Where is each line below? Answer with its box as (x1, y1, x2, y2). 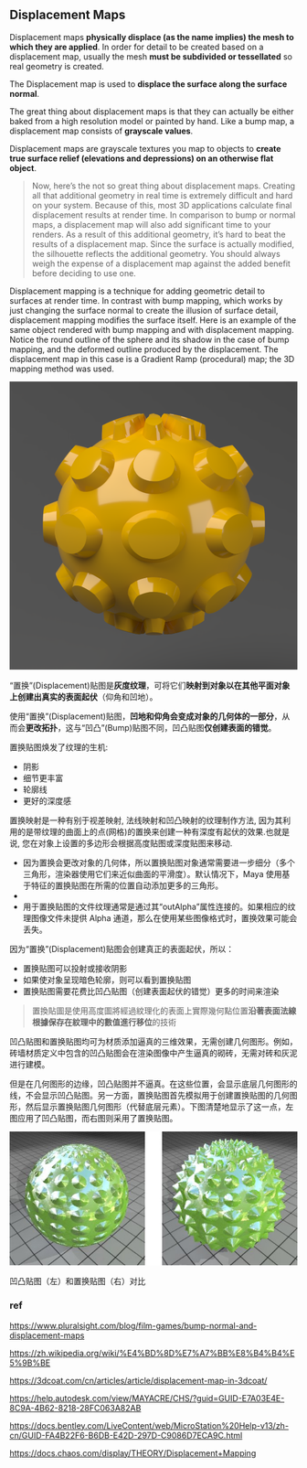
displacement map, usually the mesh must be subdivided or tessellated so (9, 50, 292, 62)
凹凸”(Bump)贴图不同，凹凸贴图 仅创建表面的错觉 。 (85, 722, 277, 733)
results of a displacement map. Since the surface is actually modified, (31, 238, 295, 250)
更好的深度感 (22, 795, 71, 806)
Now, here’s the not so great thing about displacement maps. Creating (31, 180, 295, 191)
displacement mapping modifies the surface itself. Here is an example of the (9, 315, 297, 326)
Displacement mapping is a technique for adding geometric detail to (9, 285, 265, 296)
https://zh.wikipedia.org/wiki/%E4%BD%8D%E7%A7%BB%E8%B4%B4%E (9, 1347, 295, 1358)
